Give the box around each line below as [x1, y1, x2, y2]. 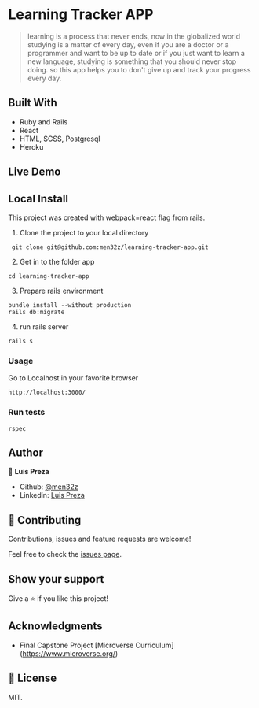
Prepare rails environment [19, 286, 104, 295]
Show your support [8, 573, 104, 586]
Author [8, 446, 43, 459]
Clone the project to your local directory [19, 228, 149, 237]
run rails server [19, 321, 69, 332]
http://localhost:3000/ [8, 388, 86, 397]
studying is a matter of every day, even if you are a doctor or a [27, 39, 229, 49]
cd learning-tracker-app [8, 272, 89, 280]
